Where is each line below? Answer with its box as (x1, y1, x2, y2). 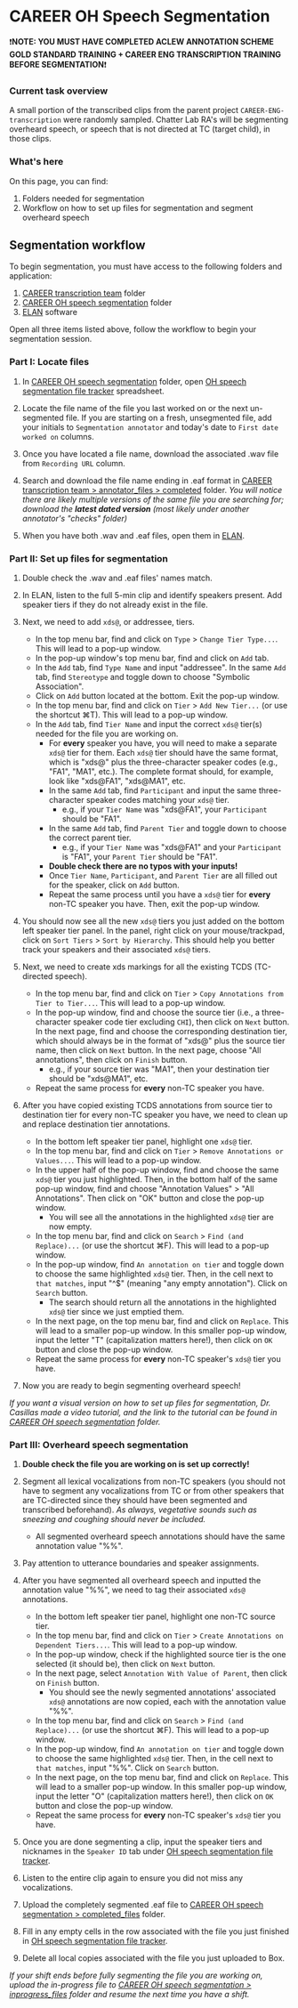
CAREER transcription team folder (21, 287, 146, 299)
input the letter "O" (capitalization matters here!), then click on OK (35, 1791, 274, 1802)
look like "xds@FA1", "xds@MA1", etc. (48, 775, 186, 786)
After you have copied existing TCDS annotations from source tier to (21, 1099, 273, 1110)
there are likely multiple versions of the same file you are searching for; (21, 494, 285, 505)
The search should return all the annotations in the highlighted (48, 1297, 278, 1308)
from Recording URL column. (21, 457, 126, 468)
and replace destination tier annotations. (21, 1119, 171, 1129)
